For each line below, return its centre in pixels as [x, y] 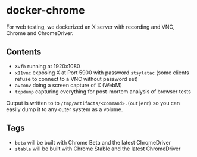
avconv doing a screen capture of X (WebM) [68, 85]
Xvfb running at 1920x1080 [47, 66]
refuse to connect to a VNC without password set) [76, 78]
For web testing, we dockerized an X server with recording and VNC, [90, 27]
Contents [24, 52]
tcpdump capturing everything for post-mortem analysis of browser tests [103, 91]
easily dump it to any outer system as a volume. [65, 109]
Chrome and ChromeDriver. [40, 33]
